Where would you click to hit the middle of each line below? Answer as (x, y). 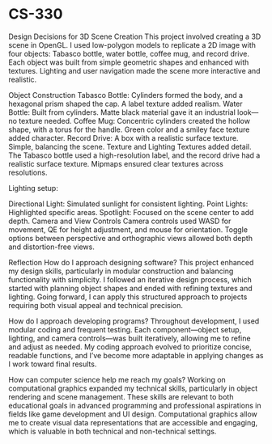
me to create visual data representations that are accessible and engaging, (133, 422)
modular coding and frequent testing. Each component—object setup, (125, 329)
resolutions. (28, 172)
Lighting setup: (33, 188)
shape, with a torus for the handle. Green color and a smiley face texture (129, 129)
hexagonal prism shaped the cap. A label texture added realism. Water (125, 104)
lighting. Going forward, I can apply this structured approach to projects (128, 297)
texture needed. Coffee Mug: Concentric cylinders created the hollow (135, 121)
